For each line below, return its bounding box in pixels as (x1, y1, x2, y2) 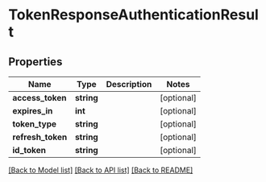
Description (106, 79, 152, 89)
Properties (8, 55, 63, 68)
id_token (12, 145, 47, 155)
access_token (12, 93, 67, 103)
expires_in (12, 105, 53, 116)
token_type (12, 118, 57, 130)
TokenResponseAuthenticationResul (8, 6, 260, 24)
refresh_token (12, 131, 68, 143)
